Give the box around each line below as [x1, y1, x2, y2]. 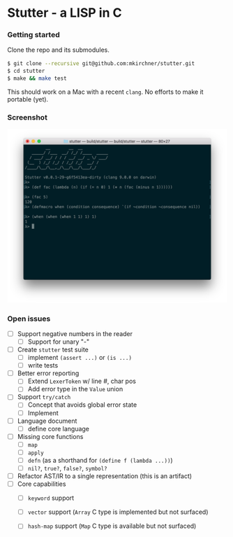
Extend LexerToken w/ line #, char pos [27, 377, 136, 386]
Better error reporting [17, 369, 80, 377]
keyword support [27, 494, 75, 502]
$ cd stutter [7, 68, 45, 75]
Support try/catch [17, 393, 71, 401]
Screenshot [7, 113, 47, 123]
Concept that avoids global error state [27, 400, 137, 409]
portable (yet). [7, 95, 49, 104]
